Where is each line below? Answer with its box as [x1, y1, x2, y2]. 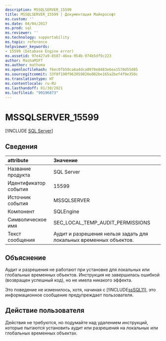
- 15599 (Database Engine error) [5, 49, 74, 54]
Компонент [7, 208, 35, 215]
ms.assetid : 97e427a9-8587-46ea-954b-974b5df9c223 [5, 53, 112, 58]
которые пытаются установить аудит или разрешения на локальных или [5, 325, 158, 331]
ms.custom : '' [5, 16, 35, 21]
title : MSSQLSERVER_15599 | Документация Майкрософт [5, 12, 116, 17]
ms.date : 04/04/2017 [5, 21, 48, 26]
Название [7, 166, 31, 172]
